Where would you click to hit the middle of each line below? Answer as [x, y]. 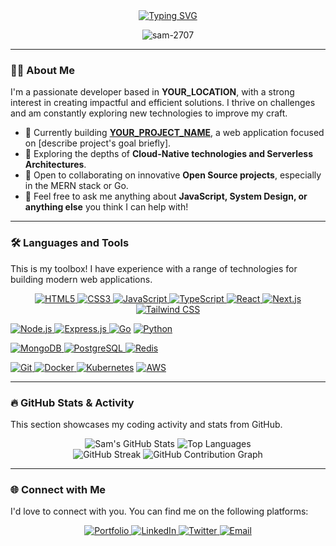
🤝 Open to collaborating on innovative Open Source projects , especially [173, 175]
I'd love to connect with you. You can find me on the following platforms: [159, 511]
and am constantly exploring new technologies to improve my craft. [149, 113]
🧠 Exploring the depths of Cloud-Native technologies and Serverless [168, 154]
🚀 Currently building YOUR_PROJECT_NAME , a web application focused [174, 133]
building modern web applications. [81, 279]
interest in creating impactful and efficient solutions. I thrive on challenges [163, 103]
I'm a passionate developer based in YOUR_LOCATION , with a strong [152, 92]
